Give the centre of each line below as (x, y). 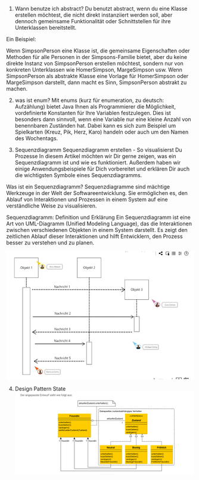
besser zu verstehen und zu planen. (50, 243)
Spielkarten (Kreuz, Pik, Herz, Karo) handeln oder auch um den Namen (102, 132)
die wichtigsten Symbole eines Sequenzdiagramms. (78, 175)
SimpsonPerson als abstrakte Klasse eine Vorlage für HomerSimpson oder (97, 76)
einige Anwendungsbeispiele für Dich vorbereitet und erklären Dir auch (102, 169)
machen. (17, 89)
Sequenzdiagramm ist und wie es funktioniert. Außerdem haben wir (98, 162)
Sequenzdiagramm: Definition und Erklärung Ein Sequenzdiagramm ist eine (98, 217)
